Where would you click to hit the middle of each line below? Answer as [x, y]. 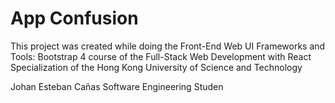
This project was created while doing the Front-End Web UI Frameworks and [168, 46]
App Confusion [74, 18]
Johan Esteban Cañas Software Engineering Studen [117, 86]
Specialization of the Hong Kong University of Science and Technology [156, 67]
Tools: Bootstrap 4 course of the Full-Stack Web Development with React [161, 56]
